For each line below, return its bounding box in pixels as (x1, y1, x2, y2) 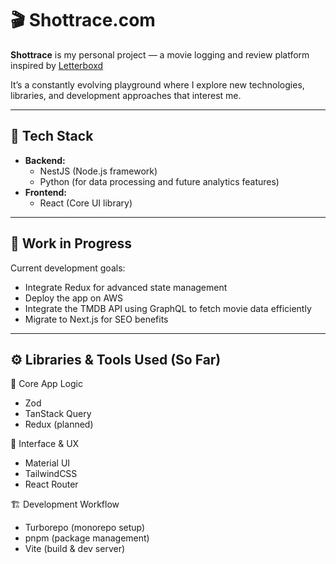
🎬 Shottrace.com (10, 9, 156, 32)
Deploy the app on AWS (24, 292, 124, 304)
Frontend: (24, 186, 67, 198)
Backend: (24, 154, 66, 166)
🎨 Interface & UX (10, 438, 80, 450)
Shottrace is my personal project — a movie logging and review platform (10, 48, 310, 61)
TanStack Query (24, 408, 92, 420)
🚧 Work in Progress (10, 235, 133, 252)
